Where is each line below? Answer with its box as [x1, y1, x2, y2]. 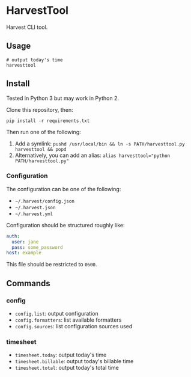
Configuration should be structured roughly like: [6, 221, 125, 228]
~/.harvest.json [14, 204, 56, 210]
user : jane [11, 239, 39, 245]
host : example [6, 250, 42, 256]
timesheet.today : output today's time [14, 351, 107, 358]
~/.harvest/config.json [14, 198, 75, 204]
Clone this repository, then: [6, 106, 73, 113]
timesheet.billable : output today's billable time [14, 358, 134, 365]
